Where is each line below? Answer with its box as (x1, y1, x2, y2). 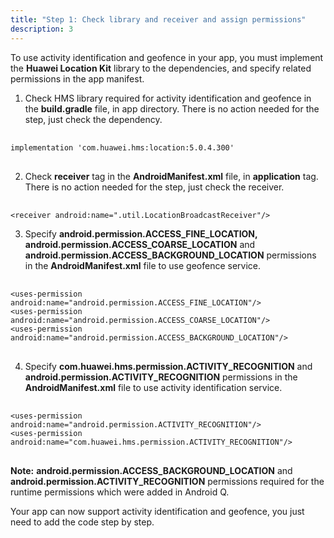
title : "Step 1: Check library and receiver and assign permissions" (10, 14, 307, 25)
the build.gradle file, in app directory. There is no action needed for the (24, 102, 320, 115)
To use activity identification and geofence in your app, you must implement (10, 51, 324, 63)
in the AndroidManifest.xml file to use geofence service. (24, 259, 262, 271)
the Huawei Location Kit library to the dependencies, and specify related (10, 62, 312, 74)
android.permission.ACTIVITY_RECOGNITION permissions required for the (10, 475, 325, 487)
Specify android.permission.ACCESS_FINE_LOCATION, (24, 227, 258, 240)
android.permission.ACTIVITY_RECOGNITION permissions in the (24, 371, 298, 383)
